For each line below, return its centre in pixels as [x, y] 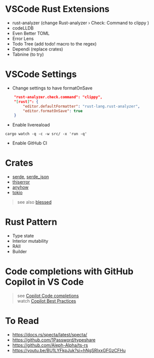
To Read [22, 321]
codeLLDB [23, 28]
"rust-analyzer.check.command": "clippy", [58, 97]
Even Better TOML [31, 33]
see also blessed [34, 202]
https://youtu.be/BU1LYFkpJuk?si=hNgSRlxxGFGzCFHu [69, 350]
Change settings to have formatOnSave [52, 88]
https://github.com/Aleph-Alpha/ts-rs [50, 345]
